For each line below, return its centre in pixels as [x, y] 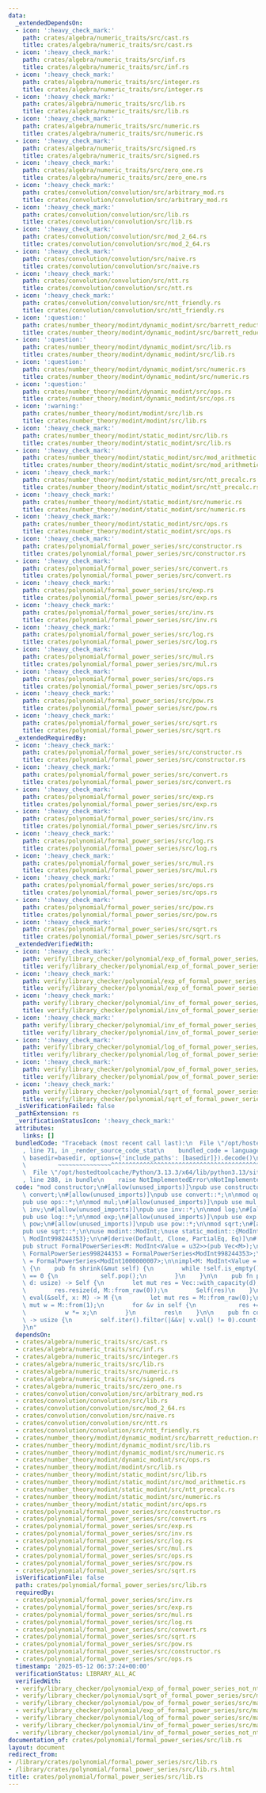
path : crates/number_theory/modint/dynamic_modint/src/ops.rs [127, 392]
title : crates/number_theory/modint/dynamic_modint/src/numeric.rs [136, 377]
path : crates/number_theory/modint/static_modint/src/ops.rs [125, 524]
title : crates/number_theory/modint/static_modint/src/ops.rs [127, 532]
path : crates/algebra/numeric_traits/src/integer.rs [111, 82]
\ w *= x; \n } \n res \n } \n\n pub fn [136, 1313]
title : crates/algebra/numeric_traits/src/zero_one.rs [115, 178]
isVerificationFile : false [60, 1578]
